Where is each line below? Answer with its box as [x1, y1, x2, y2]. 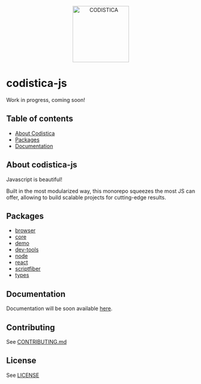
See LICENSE [6, 371, 40, 379]
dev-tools [14, 246, 39, 253]
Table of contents [6, 113, 73, 124]
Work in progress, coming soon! [6, 96, 86, 103]
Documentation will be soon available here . [6, 305, 113, 312]
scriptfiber [14, 265, 41, 272]
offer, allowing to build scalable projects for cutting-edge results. [6, 194, 166, 201]
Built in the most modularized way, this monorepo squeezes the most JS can [6, 187, 196, 194]
